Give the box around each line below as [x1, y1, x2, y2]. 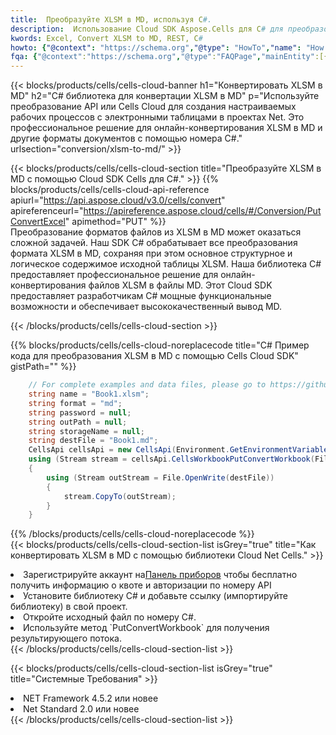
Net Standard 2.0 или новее [23, 703, 140, 715]
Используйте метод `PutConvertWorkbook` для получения [23, 622, 270, 634]
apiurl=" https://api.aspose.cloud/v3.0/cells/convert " [10, 194, 226, 206]
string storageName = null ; [28, 426, 145, 436]
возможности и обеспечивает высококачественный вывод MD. [10, 301, 283, 313]
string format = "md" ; [28, 398, 123, 408]
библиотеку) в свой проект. [10, 601, 128, 613]
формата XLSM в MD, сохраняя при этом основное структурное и [10, 247, 293, 260]
